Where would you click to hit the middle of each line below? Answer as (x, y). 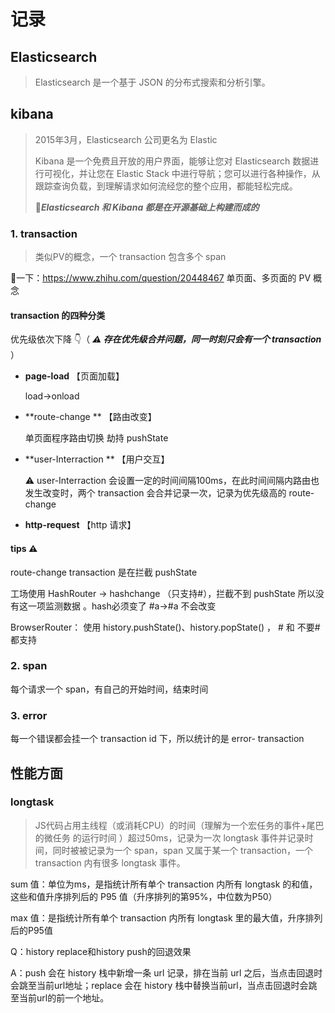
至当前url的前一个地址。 (60, 997)
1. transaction (44, 233)
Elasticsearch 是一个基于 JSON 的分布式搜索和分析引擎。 (152, 82)
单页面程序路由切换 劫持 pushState (96, 438)
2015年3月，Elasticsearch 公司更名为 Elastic (126, 139)
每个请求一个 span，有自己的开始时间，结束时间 (109, 689)
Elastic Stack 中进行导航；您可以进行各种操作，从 (218, 173)
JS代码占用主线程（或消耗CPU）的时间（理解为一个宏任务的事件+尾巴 (179, 825)
